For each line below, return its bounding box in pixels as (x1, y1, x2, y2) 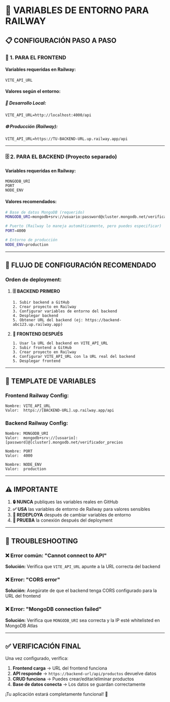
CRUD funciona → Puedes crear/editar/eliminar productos (12, 676, 134, 682)
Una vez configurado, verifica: (5, 655, 69, 661)
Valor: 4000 (5, 453, 33, 458)
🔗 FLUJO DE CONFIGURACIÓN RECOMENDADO (5, 261, 156, 270)
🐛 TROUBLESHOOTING (5, 537, 78, 545)
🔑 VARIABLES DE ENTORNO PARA (5, 5, 149, 16)
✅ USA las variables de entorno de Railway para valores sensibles (12, 506, 150, 512)
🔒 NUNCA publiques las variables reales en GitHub (12, 499, 118, 505)
